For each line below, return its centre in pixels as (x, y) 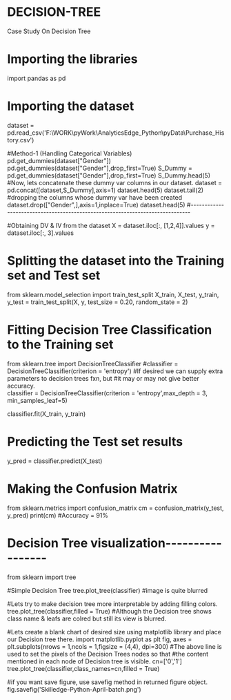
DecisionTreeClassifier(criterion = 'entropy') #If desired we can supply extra (115, 371)
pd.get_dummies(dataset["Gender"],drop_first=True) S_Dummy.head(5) (109, 175)
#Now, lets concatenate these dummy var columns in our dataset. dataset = (115, 182)
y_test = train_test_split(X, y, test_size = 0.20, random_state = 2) (98, 302)
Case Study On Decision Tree (49, 31)
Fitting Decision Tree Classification (110, 330)
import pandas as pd (37, 78)
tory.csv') (21, 140)
